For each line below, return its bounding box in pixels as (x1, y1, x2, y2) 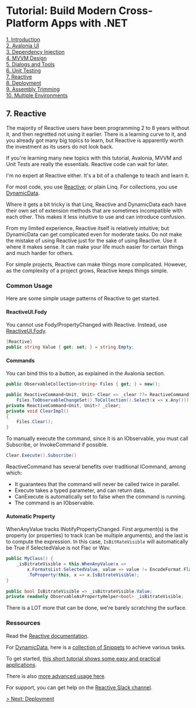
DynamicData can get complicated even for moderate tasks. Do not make (6, 231, 183, 238)
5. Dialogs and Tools (6, 60, 55, 68)
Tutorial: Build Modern (6, 4, 117, 18)
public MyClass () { (6, 556, 54, 562)
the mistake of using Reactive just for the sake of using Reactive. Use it (6, 237, 177, 244)
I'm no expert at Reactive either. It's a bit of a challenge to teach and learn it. (6, 171, 190, 179)
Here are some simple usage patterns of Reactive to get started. (6, 295, 160, 302)
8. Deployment (6, 79, 41, 86)
